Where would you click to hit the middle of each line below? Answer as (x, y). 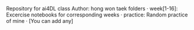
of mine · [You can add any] (40, 21)
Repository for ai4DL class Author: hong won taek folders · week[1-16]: (92, 9)
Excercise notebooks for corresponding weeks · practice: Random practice (97, 15)
